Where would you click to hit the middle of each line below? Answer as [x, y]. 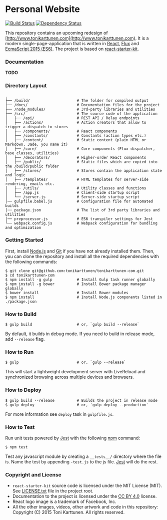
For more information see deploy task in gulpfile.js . [59, 414]
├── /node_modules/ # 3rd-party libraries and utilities [80, 109]
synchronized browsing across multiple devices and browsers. [69, 377]
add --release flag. [25, 339]
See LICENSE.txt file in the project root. [53, 491]
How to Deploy [23, 390]
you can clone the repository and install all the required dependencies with [82, 256]
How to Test [20, 427]
